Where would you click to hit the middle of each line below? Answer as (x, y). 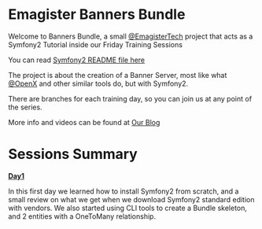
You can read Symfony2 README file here (77, 60)
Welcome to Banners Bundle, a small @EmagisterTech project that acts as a (131, 36)
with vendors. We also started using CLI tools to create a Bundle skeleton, (128, 208)
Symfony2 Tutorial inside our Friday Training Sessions (96, 44)
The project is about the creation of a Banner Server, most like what (118, 75)
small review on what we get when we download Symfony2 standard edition (131, 199)
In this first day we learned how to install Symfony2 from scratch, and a (124, 191)
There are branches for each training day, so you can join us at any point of (130, 98)
